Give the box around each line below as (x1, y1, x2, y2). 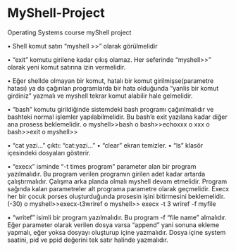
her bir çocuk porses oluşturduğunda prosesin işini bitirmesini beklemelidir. (7, 192, 225, 200)
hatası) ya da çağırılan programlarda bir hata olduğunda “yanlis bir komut (7, 84, 219, 92)
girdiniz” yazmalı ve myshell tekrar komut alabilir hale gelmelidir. (7, 91, 193, 100)
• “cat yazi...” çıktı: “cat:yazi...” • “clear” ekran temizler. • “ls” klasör (7, 141, 204, 149)
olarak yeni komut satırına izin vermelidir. (7, 63, 126, 71)
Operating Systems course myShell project (7, 28, 132, 37)
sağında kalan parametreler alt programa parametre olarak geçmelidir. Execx (7, 184, 230, 193)
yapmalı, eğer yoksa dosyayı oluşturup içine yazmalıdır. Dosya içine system (7, 228, 226, 236)
